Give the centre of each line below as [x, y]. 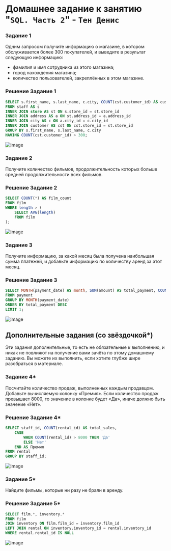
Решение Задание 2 [31, 188]
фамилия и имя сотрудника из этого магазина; [63, 67]
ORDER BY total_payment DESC [36, 305]
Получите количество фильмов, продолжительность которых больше [81, 169]
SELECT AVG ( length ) [35, 212]
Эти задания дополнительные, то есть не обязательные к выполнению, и [85, 347]
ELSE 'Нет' [35, 442]
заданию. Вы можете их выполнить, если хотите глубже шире [73, 358]
